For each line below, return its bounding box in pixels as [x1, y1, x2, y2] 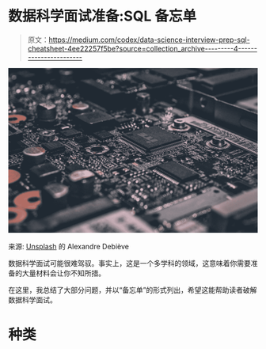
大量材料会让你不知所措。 [21, 268, 105, 278]
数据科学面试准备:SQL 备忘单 [8, 7, 196, 25]
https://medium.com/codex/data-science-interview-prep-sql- [48, 35, 251, 44]
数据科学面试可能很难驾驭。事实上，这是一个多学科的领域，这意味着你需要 [8, 259, 251, 268]
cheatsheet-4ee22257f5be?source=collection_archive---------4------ [27, 44, 257, 53]
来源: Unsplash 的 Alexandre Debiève [8, 242, 129, 252]
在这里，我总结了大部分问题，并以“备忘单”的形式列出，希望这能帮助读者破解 [8, 286, 257, 295]
